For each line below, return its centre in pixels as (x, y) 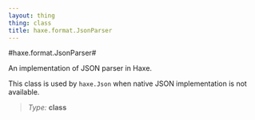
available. (24, 92)
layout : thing (32, 15)
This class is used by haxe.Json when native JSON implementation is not (128, 83)
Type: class (47, 107)
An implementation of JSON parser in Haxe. (80, 68)
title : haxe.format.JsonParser (60, 30)
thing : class (30, 23)
